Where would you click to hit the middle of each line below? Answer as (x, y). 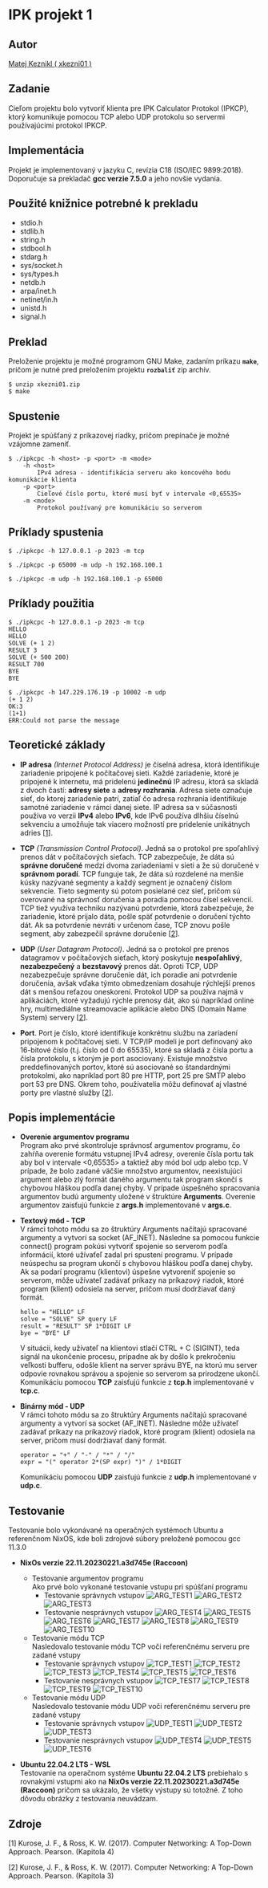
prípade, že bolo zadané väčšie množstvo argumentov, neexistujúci (131, 1171)
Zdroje (25, 1824)
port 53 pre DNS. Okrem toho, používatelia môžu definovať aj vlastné (134, 1084)
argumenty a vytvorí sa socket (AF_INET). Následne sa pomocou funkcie (140, 1238)
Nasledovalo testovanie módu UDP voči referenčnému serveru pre (141, 1707)
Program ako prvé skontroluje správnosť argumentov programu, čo (130, 1145)
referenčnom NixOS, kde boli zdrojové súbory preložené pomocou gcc (125, 1539)
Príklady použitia (51, 604)
